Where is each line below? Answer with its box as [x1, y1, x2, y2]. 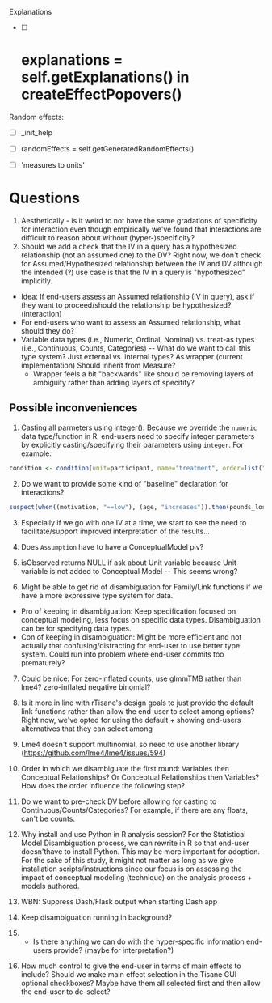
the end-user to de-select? [20, 987, 111, 997]
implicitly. [20, 276, 53, 286]
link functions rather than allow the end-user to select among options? [20, 706, 255, 716]
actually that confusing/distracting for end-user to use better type [20, 640, 241, 650]
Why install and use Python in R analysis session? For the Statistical [20, 829, 246, 839]
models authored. [20, 881, 80, 890]
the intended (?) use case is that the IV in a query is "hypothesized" [20, 267, 245, 278]
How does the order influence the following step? [20, 780, 185, 790]
